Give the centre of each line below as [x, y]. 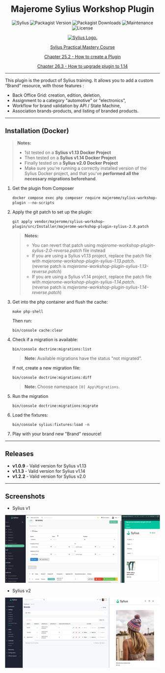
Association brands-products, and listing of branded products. [75, 111]
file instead [94, 250]
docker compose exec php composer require [56, 198]
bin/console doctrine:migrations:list [52, 349]
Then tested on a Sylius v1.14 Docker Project [70, 158]
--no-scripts [41, 203]
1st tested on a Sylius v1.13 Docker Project [68, 152]
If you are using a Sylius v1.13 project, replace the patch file [92, 255]
